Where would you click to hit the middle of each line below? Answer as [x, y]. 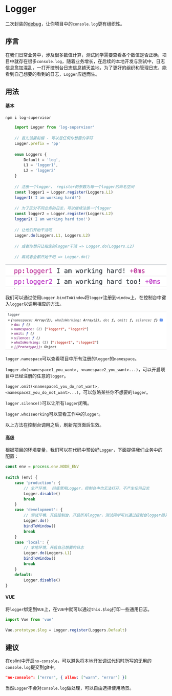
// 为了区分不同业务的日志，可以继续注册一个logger [63, 208]
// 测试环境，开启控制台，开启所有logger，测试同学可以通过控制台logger [92, 515]
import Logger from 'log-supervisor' [55, 128]
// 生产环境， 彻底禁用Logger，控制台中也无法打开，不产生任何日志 [87, 488]
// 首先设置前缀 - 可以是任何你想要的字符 [54, 138]
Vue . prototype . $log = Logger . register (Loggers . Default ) [66, 630]
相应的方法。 [50, 304]
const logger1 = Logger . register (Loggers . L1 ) [64, 192]
